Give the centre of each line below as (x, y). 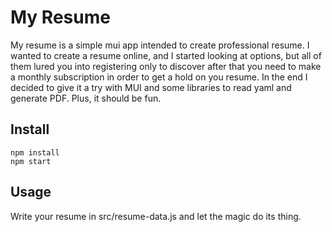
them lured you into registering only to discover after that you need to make (166, 66)
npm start (31, 161)
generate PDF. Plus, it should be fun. (86, 98)
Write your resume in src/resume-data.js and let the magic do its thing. (156, 216)
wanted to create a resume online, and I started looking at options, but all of (166, 55)
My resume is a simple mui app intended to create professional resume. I (160, 45)
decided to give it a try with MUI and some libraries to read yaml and (151, 87)
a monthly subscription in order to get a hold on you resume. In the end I (159, 77)
